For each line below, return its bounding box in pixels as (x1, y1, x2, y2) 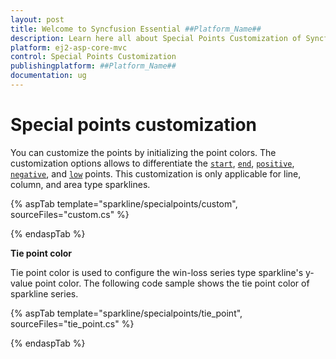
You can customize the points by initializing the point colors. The (10, 146, 277, 158)
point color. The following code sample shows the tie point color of (34, 277, 310, 289)
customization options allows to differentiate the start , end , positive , (10, 157, 295, 169)
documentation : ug (10, 71, 87, 81)
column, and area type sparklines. (10, 178, 151, 190)
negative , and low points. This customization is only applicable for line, (10, 167, 302, 180)
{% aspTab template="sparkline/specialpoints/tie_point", (10, 307, 243, 319)
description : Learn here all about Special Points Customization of (10, 33, 302, 43)
